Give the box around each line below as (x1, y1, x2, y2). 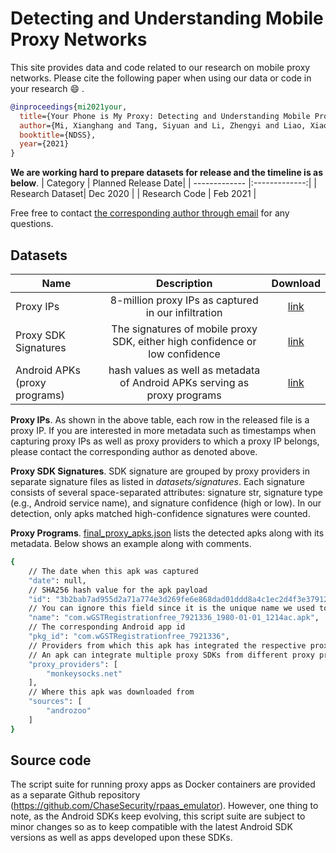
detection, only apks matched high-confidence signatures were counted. (10, 508, 311, 519)
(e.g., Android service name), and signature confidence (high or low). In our (10, 497, 322, 509)
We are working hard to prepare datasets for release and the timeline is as (10, 167, 324, 179)
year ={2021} (19, 139, 70, 149)
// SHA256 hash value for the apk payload (28, 585, 208, 595)
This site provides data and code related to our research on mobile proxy (10, 61, 311, 73)
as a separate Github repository (10, 789, 141, 801)
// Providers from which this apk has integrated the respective (28, 640, 307, 651)
